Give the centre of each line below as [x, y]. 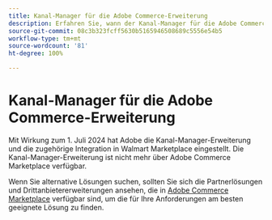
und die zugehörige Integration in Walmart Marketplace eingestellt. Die [126, 148]
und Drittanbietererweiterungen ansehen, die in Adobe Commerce [119, 190]
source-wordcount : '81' [49, 46]
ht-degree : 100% [36, 53]
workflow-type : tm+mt [45, 38]
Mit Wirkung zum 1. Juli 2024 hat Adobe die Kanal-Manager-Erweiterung [130, 140]
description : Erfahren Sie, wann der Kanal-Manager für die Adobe [123, 23]
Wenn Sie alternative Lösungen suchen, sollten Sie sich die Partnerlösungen [136, 181]
